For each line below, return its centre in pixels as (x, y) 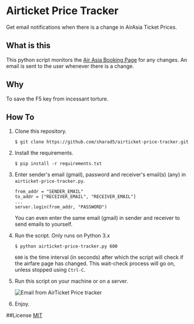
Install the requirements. (44, 153)
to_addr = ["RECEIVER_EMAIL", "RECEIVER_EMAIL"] (75, 197)
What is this (29, 46)
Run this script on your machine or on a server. (71, 281)
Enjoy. (22, 304)
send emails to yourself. (44, 224)
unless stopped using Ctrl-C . (50, 270)
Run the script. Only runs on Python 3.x (62, 236)
